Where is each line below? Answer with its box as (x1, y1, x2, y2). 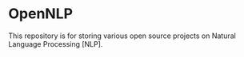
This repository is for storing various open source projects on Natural (8, 31, 236, 40)
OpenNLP (8, 5, 74, 23)
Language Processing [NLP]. (8, 39, 103, 48)
